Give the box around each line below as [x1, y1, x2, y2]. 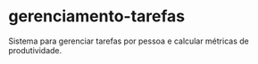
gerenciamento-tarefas [8, 6, 186, 27]
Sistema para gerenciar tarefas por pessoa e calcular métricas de [8, 36, 249, 46]
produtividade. [8, 44, 62, 55]
